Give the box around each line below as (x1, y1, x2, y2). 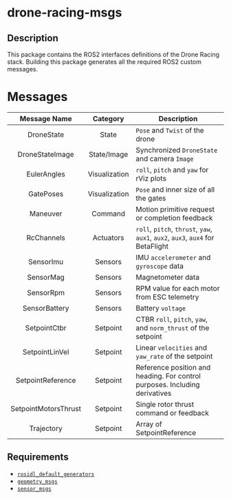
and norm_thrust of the (135, 323, 210, 333)
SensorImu (28, 256, 64, 266)
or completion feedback (135, 213, 213, 223)
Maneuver (30, 208, 63, 218)
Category (92, 113, 124, 123)
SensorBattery (23, 303, 69, 313)
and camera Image (135, 153, 194, 163)
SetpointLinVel (22, 347, 69, 357)
